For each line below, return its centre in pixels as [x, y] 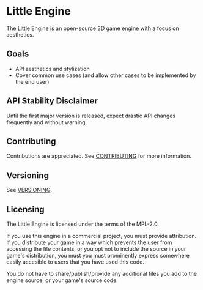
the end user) [32, 81]
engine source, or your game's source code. [62, 280]
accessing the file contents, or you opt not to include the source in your [96, 249]
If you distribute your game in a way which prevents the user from [89, 242]
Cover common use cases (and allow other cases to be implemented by [105, 75]
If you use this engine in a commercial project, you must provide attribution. [102, 236]
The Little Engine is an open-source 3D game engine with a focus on [93, 28]
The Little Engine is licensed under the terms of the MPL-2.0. [83, 224]
